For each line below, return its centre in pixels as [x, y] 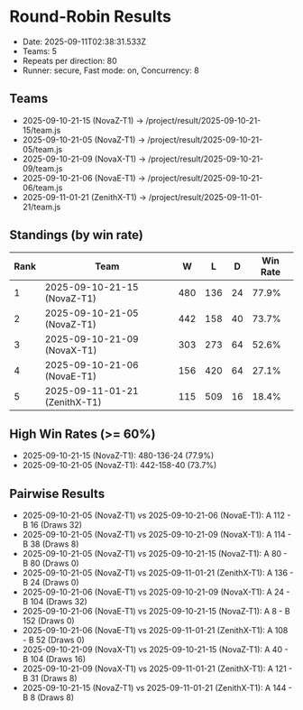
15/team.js [41, 130]
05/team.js [42, 149]
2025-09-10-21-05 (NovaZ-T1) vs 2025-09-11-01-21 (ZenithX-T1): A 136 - [158, 573]
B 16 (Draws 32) [52, 525]
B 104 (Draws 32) [55, 602]
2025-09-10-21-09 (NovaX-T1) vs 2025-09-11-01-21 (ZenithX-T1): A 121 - [157, 669]
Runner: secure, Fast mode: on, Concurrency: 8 [111, 70]
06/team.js [42, 188]
